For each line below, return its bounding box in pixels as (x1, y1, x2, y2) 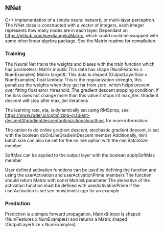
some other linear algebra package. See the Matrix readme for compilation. (5, 38, 157, 44)
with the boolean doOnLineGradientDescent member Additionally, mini (5, 132, 147, 138)
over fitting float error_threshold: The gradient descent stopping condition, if (5, 87, 159, 93)
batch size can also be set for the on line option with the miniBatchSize (5, 137, 148, 144)
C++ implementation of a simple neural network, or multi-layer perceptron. (5, 17, 156, 23)
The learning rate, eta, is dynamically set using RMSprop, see (5, 107, 129, 113)
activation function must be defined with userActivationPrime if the (5, 182, 140, 188)
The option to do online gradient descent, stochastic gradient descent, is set (5, 127, 159, 133)
